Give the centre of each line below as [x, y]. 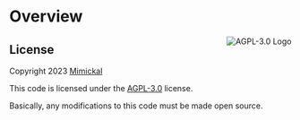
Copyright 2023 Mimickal [56, 71]
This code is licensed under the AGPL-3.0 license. [101, 88]
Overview [46, 17]
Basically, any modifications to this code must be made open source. [136, 106]
